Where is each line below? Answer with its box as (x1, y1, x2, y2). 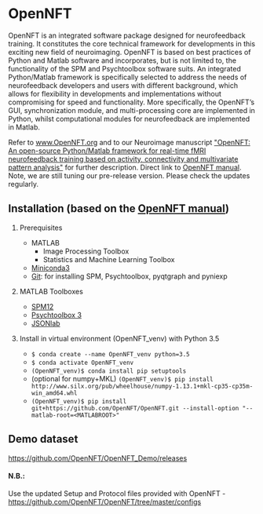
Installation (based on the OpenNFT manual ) (8, 202, 230, 216)
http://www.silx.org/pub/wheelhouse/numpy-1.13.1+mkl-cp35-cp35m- (31, 382, 254, 390)
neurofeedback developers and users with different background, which (8, 80, 239, 90)
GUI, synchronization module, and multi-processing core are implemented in (8, 105, 255, 115)
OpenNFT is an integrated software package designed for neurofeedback (8, 31, 246, 40)
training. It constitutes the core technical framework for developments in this (8, 38, 256, 48)
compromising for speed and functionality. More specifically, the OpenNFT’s (8, 97, 255, 107)
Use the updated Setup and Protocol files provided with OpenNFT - (8, 488, 226, 498)
